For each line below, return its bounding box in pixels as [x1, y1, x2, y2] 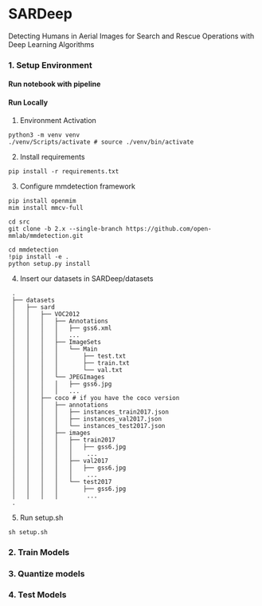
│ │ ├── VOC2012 [11, 310, 80, 318]
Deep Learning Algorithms [8, 39, 95, 49]
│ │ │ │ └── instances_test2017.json [11, 422, 166, 430]
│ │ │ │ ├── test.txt [11, 352, 127, 360]
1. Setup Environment [8, 59, 93, 70]
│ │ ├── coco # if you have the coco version [11, 394, 180, 402]
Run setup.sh [19, 513, 64, 522]
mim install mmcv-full [8, 204, 84, 212]
